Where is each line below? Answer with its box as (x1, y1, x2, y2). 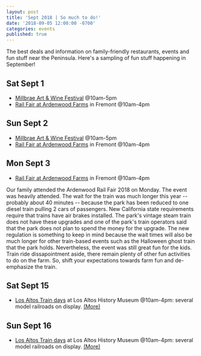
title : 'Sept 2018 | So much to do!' (6, 15, 101, 21)
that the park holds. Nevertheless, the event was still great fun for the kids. (6, 244, 192, 251)
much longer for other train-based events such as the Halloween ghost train (6, 237, 195, 245)
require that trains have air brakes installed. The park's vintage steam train (6, 212, 191, 219)
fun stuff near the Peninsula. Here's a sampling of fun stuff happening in (6, 54, 186, 62)
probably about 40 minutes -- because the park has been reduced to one (6, 199, 189, 206)
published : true (6, 31, 47, 37)
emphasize (6, 263, 34, 270)
